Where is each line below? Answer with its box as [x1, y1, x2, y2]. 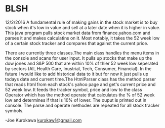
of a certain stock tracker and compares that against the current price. [5, 40, 149, 46]
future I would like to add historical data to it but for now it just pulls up [5, 71, 149, 77]
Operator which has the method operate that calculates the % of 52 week [5, 92, 155, 98]
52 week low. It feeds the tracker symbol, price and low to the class [5, 86, 142, 92]
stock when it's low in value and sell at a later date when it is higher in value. [5, 24, 161, 30]
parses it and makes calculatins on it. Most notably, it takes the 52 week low [5, 35, 160, 41]
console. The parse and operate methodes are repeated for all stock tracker [5, 102, 160, 108]
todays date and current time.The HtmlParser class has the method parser [5, 76, 156, 82]
